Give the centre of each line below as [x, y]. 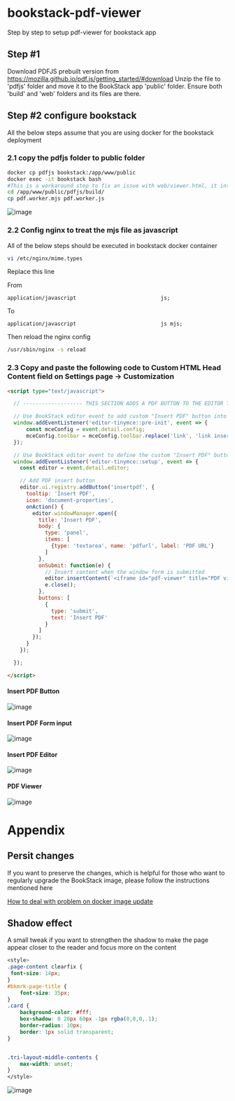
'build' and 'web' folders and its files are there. [74, 93]
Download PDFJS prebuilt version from [63, 71]
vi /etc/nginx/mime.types [45, 258]
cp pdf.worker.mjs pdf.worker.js [56, 199]
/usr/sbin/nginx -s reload [47, 350]
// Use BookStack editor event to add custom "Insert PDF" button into [120, 416]
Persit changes [41, 856]
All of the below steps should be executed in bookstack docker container [113, 245]
